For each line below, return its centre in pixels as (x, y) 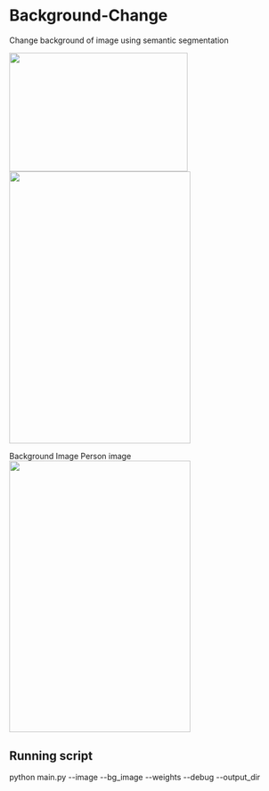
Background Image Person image (70, 456)
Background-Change (89, 16)
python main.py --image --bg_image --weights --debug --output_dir (135, 778)
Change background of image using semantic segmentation (119, 40)
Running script (51, 756)
